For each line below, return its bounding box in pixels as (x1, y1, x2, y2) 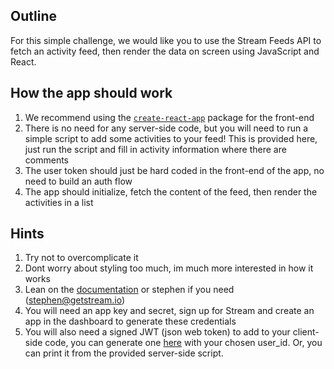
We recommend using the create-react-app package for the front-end (24, 111, 315, 123)
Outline (10, 8, 57, 25)
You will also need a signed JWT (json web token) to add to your (24, 326, 291, 338)
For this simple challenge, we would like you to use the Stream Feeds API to (10, 34, 322, 46)
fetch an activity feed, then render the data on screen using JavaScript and (10, 45, 320, 57)
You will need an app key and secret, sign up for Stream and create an (24, 305, 315, 317)
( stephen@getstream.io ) (24, 294, 126, 306)
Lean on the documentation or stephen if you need (24, 284, 235, 296)
